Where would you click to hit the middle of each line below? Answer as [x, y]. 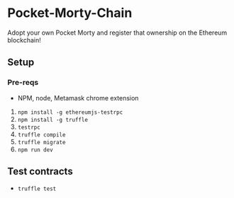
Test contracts [40, 171]
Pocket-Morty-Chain [70, 13]
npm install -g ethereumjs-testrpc [70, 112]
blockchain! [24, 40]
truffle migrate [41, 142]
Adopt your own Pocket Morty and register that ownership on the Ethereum [117, 33]
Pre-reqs [23, 83]
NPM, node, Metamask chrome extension [78, 98]
